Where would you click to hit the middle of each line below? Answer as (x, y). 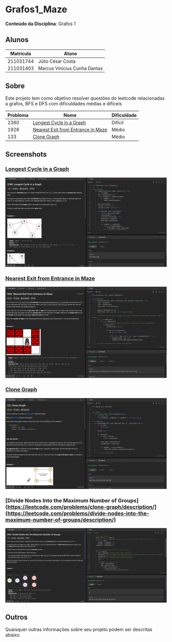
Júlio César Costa (57, 61)
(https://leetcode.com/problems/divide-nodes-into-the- (77, 514)
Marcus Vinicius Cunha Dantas (71, 68)
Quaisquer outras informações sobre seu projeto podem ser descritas (79, 630)
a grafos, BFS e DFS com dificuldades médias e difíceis (64, 104)
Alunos (17, 40)
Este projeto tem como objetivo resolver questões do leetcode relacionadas (85, 98)
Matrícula (21, 54)
